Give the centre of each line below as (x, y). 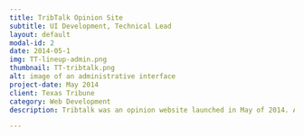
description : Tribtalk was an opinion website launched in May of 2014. (149, 110)
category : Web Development (60, 101)
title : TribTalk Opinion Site (66, 18)
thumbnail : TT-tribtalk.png (62, 68)
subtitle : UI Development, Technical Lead (90, 26)
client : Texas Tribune (52, 93)
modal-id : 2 (32, 43)
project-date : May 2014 (54, 85)
